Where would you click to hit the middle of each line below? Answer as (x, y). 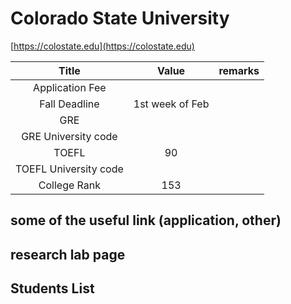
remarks (239, 70)
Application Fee (70, 87)
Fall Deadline (69, 104)
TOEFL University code (69, 169)
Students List (52, 288)
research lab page (68, 254)
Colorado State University (120, 18)
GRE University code (69, 136)
